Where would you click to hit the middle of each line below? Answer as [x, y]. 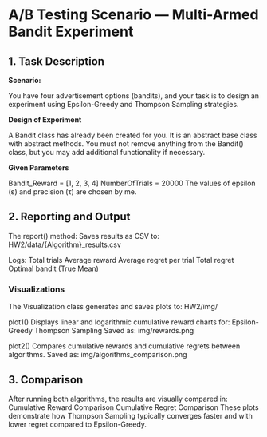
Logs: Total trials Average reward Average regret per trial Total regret [121, 260]
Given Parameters [39, 168]
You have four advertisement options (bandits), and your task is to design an [134, 96]
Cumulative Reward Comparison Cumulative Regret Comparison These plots [133, 407]
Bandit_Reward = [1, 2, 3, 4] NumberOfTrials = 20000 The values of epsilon [132, 183]
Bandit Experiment [71, 32]
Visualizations [37, 289]
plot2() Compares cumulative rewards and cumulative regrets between [124, 346]
